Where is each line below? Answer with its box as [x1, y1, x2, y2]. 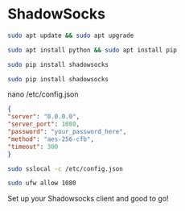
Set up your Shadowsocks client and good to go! [7, 194, 170, 204]
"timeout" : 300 [7, 143, 59, 151]
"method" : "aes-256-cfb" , [7, 134, 94, 143]
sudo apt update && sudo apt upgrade [7, 31, 134, 39]
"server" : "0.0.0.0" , [7, 113, 80, 121]
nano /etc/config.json [7, 89, 79, 99]
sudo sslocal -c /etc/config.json [7, 164, 124, 173]
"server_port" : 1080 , [7, 120, 80, 129]
